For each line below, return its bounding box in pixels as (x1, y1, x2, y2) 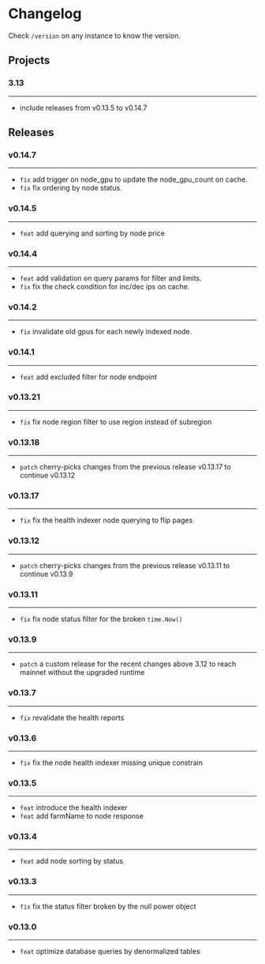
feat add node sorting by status (19, 857, 124, 866)
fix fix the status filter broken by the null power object (19, 902, 196, 911)
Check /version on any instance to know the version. (8, 31, 181, 40)
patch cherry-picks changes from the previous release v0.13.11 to (19, 560, 230, 570)
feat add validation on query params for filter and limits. (19, 273, 203, 283)
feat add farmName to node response (19, 811, 144, 821)
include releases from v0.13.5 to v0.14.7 (19, 103, 147, 112)
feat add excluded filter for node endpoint (19, 372, 158, 382)
